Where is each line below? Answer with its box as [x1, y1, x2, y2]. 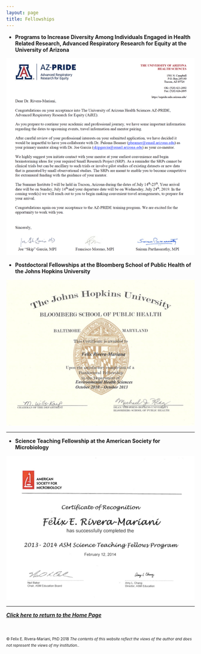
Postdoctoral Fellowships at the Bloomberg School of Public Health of [14, 261, 191, 268]
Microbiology [14, 444, 49, 451]
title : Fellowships [6, 16, 55, 22]
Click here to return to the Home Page [6, 611, 102, 619]
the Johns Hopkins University [14, 267, 91, 274]
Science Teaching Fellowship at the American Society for [14, 437, 160, 444]
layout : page [6, 10, 39, 16]
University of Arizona [14, 46, 70, 53]
